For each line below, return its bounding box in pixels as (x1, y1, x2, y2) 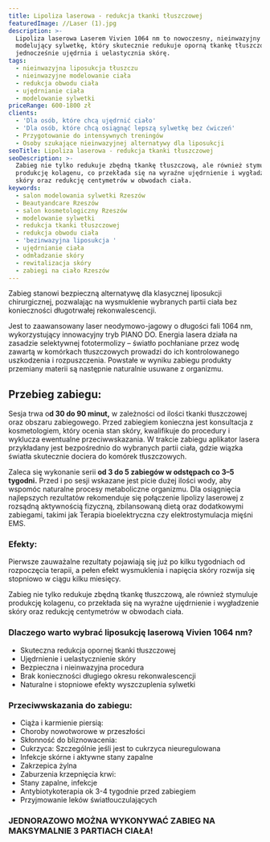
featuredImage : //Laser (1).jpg (8, 19, 117, 27)
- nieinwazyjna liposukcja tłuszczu (15, 64, 138, 73)
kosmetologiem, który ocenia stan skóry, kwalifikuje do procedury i (8, 426, 231, 436)
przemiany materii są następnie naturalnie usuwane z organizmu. (8, 364, 223, 374)
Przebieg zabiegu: (8, 388, 102, 401)
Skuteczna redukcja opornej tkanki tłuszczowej (19, 645, 176, 655)
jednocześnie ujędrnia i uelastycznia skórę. (15, 49, 171, 57)
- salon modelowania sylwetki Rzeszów (15, 191, 146, 200)
